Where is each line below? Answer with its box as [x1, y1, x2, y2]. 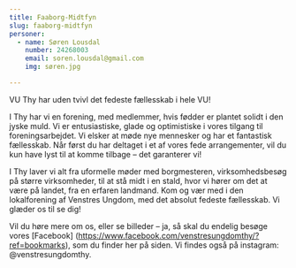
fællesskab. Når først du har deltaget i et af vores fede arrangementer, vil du [9, 139, 287, 150]
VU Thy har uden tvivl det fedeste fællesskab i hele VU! [9, 94, 211, 104]
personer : [9, 29, 46, 38]
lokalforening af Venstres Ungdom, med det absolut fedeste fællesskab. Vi [9, 194, 280, 204]
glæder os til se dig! [9, 203, 81, 214]
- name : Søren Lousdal [17, 37, 101, 47]
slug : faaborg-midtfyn [9, 21, 93, 30]
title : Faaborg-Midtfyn [9, 12, 97, 22]
